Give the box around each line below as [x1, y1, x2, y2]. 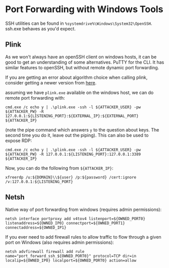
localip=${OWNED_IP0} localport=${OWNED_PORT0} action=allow [5, 258, 137, 263]
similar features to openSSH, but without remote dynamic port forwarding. [5, 64, 159, 70]
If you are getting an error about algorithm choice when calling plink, [5, 74, 148, 80]
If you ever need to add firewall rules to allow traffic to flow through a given [5, 234, 161, 240]
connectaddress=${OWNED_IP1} [5, 225, 67, 230]
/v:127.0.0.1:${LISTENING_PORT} [5, 179, 73, 184]
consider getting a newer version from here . [5, 79, 97, 85]
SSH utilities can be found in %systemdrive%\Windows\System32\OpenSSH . [5, 20, 152, 26]
